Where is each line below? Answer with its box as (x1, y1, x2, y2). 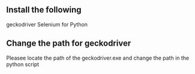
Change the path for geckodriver (6, 39, 131, 49)
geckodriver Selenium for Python (6, 20, 88, 28)
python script (6, 60, 40, 68)
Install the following (6, 5, 82, 15)
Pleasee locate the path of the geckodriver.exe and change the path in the (6, 54, 190, 61)
